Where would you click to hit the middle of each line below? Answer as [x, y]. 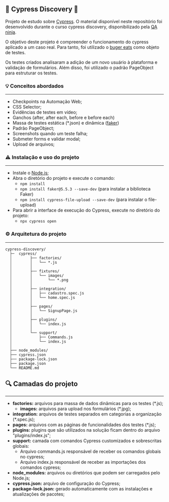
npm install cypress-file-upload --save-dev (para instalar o [83, 199]
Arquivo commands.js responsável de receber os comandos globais [90, 451]
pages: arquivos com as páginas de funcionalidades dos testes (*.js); [84, 425]
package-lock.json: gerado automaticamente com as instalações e [82, 488]
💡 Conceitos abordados [34, 86]
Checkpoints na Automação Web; [47, 102]
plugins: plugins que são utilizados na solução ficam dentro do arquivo [86, 430]
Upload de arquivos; [33, 144]
